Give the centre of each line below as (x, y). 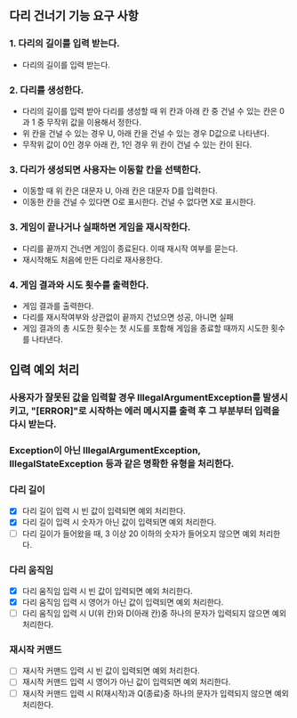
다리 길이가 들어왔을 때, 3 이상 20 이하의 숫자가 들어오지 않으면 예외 (139, 534)
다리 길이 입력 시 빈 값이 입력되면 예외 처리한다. (104, 511)
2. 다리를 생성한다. (47, 90)
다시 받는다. (33, 424)
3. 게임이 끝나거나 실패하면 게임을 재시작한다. (100, 227)
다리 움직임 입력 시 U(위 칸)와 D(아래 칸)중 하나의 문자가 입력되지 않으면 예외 (154, 614)
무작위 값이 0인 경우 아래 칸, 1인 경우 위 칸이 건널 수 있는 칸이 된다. (137, 144)
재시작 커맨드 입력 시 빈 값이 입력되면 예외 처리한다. (111, 671)
